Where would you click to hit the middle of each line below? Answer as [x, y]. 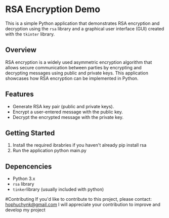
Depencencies [29, 166]
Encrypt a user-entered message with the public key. [68, 112]
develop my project [25, 210]
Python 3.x [24, 179]
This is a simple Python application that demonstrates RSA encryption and [82, 23]
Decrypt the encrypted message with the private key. [68, 117]
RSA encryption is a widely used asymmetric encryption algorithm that [79, 62]
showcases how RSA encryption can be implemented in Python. [72, 78]
